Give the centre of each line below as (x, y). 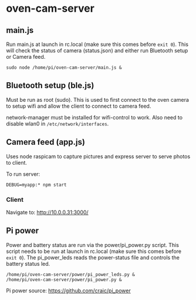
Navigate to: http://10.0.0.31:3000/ (48, 212)
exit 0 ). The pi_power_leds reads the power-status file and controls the (93, 257)
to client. (17, 162)
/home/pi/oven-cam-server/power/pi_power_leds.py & (70, 274)
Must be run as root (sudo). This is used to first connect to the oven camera (98, 99)
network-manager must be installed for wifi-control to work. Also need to (94, 117)
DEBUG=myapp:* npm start (36, 185)
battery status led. (28, 264)
